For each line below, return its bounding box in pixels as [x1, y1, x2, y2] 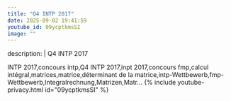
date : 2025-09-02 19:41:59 [7, 17, 87, 24]
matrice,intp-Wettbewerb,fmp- [134, 71, 225, 79]
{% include [144, 78, 176, 87]
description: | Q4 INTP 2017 [7, 49, 89, 58]
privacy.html [7, 85, 44, 94]
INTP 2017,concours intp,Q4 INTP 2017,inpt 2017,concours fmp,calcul [7, 63, 209, 71]
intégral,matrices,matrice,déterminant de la [7, 71, 133, 79]
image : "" [7, 30, 37, 37]
